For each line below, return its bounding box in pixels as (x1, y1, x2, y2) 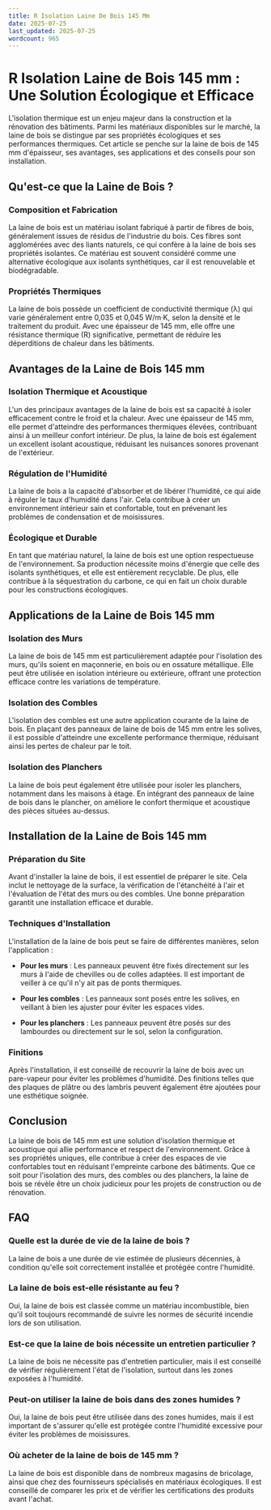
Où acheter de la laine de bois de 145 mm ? (8, 1450, 180, 1461)
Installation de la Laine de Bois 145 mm (8, 829, 208, 843)
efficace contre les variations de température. (8, 677, 161, 687)
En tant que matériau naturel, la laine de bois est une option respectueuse (8, 551, 255, 560)
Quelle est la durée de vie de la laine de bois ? (8, 1236, 190, 1247)
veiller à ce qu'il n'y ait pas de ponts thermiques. (19, 977, 182, 988)
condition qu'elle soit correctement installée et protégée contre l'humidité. (8, 1262, 256, 1272)
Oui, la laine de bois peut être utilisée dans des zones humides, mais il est (8, 1412, 254, 1422)
